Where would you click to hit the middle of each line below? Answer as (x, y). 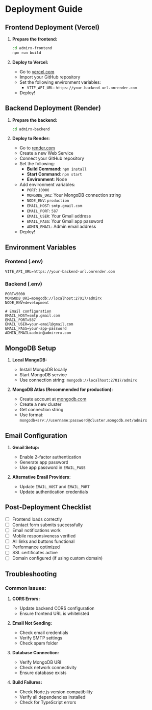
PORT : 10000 (38, 190)
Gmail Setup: (25, 448)
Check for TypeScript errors (48, 702)
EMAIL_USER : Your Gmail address (59, 216)
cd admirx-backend (31, 129)
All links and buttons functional (43, 541)
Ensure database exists (43, 673)
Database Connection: (36, 653)
